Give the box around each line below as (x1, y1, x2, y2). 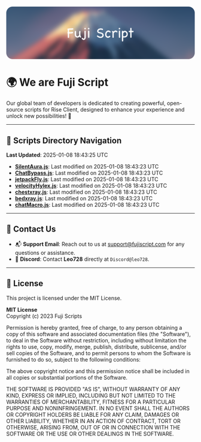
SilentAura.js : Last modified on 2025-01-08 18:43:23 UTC (14, 163, 159, 170)
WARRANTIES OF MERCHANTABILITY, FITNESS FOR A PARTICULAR (6, 398, 175, 405)
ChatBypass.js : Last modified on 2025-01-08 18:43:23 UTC (14, 169, 163, 177)
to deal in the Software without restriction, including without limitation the (6, 336, 187, 344)
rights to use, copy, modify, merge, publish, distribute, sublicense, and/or (6, 343, 187, 350)
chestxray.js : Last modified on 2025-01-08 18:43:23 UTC (14, 188, 157, 196)
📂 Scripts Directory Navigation (6, 136, 122, 146)
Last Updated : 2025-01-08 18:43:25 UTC (6, 151, 108, 159)
